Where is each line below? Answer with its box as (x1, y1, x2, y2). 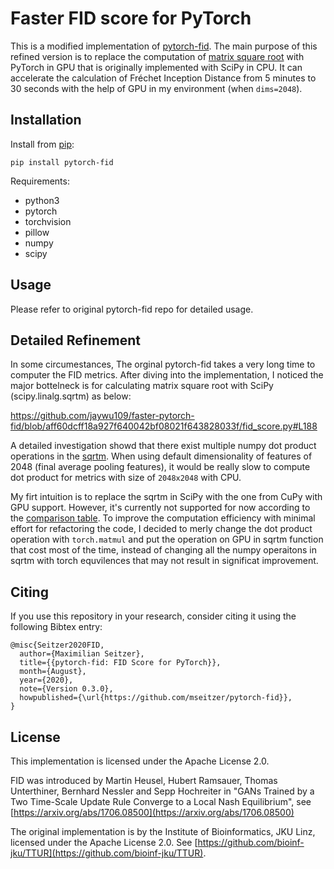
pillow (24, 226, 50, 238)
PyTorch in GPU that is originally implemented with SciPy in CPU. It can (10, 61, 303, 73)
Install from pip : (10, 138, 75, 150)
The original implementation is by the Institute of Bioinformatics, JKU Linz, (10, 826, 316, 837)
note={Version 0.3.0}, (19, 684, 114, 694)
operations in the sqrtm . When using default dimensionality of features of (10, 450, 313, 462)
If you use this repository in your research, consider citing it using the (10, 610, 297, 622)
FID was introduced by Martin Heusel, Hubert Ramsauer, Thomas (10, 775, 278, 786)
